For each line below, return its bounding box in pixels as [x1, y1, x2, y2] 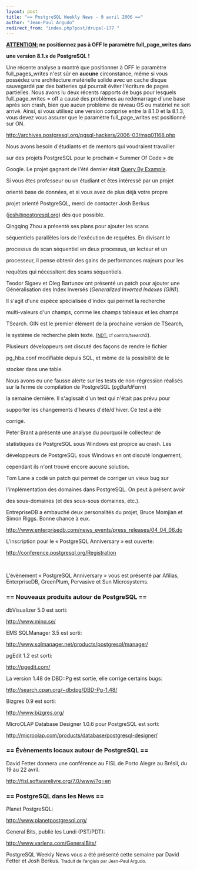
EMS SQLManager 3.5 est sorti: [6, 629, 82, 636]
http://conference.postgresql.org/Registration [6, 549, 116, 556]
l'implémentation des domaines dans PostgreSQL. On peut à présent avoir [6, 486, 185, 493]
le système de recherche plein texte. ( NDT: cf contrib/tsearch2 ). [6, 332, 151, 339]
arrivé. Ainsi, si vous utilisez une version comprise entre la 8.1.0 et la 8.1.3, [6, 108, 185, 115]
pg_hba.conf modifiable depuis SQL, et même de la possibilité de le [6, 354, 169, 362]
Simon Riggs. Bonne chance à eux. [6, 515, 91, 522]
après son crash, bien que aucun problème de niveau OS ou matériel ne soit [6, 101, 190, 109]
